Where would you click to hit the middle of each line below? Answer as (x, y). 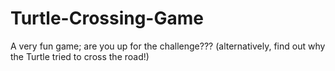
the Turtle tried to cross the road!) (80, 56)
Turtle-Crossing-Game (107, 18)
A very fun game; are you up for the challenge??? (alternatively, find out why (168, 46)
